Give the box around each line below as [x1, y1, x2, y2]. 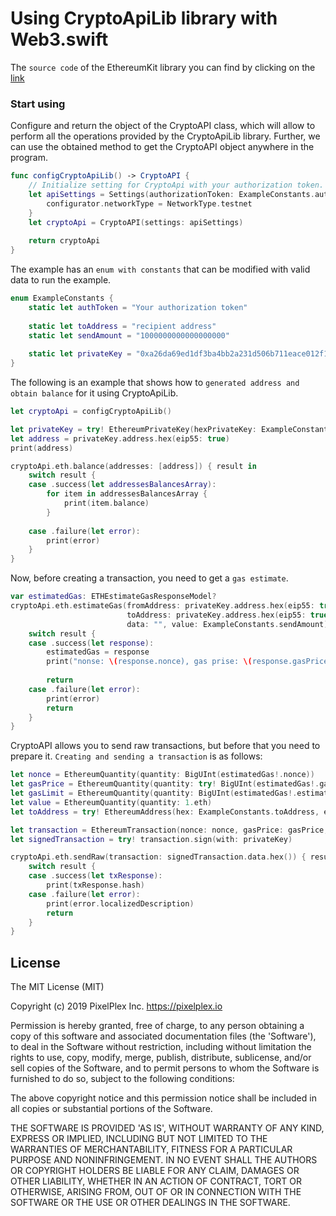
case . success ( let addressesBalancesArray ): [28, 480, 217, 490]
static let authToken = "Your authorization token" [28, 302, 248, 312]
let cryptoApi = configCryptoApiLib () [10, 407, 172, 417]
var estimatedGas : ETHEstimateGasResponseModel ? [10, 592, 217, 602]
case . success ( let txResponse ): [28, 871, 163, 881]
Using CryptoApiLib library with [10, 7, 278, 30]
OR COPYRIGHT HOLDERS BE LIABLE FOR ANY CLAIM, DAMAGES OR [10, 1165, 300, 1177]
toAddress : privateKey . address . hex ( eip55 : [126, 610, 307, 620]
